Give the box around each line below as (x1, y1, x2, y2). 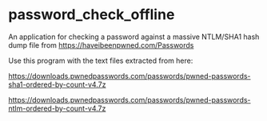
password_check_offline (8, 6, 175, 24)
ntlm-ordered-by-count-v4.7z (8, 103, 106, 113)
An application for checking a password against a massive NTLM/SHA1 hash (8, 32, 260, 41)
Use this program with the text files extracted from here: (8, 56, 193, 65)
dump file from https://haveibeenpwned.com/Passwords (8, 40, 194, 49)
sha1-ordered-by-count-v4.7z (8, 80, 106, 89)
